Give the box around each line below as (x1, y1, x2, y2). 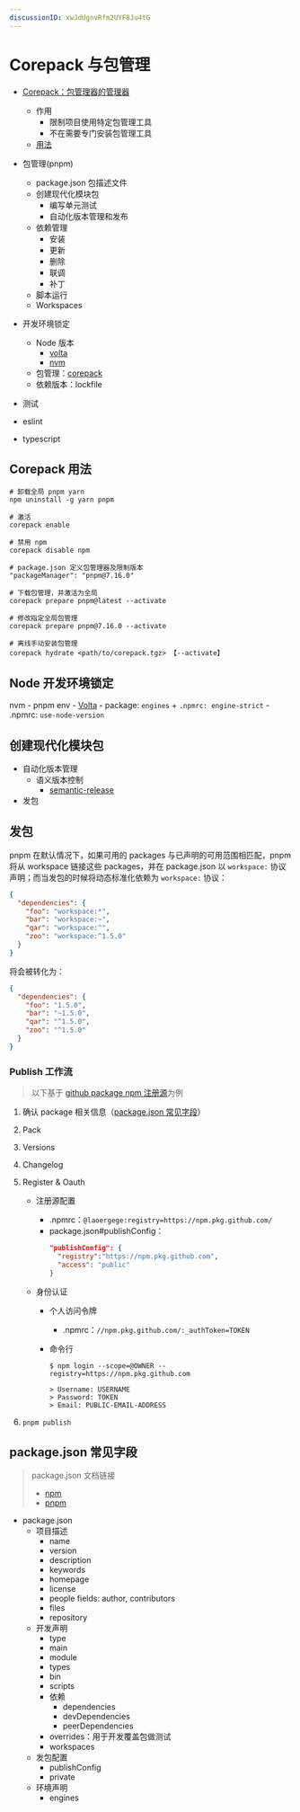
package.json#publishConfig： (49, 1226, 164, 1237)
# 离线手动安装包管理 (9, 639, 78, 648)
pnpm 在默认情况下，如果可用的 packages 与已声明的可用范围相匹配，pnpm (9, 849, 292, 860)
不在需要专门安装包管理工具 (49, 128, 153, 138)
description (49, 1555, 92, 1566)
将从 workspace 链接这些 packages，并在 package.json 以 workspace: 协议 (9, 860, 287, 872)
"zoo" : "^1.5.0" (25, 1026, 87, 1035)
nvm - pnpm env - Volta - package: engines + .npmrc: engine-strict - (9, 700, 270, 711)
